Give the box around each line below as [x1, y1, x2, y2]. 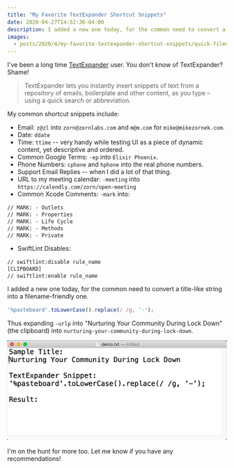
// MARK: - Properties [7, 211, 73, 219]
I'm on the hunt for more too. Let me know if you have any [7, 447, 174, 455]
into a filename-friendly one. [7, 292, 89, 301]
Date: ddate [17, 131, 51, 139]
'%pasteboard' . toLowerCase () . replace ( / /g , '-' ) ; [7, 306, 155, 313]
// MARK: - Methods [7, 225, 64, 233]
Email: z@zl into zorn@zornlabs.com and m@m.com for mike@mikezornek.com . [17, 123, 225, 132]
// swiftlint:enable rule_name [7, 272, 98, 280]
